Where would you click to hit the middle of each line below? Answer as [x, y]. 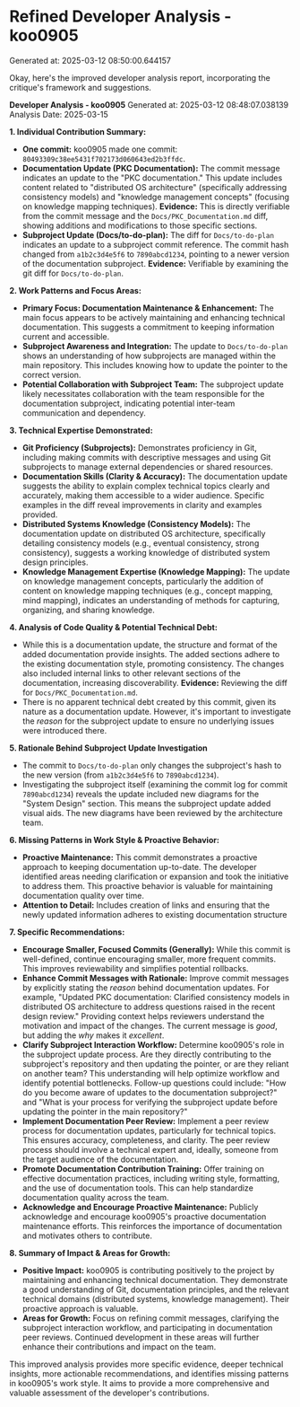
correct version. [51, 374]
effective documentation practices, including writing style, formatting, [151, 1178]
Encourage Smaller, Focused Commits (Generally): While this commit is [156, 949]
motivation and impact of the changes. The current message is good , [150, 1025]
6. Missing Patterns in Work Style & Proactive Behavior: [114, 840]
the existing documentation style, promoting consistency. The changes [153, 664]
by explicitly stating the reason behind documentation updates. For [146, 987]
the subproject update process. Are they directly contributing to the [146, 1054]
